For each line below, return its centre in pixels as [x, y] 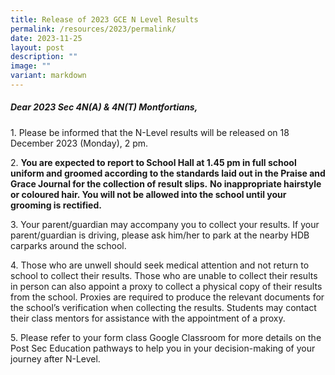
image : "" [31, 66]
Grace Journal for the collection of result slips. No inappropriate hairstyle [166, 183]
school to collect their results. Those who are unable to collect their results [164, 275]
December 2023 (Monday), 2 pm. [79, 143]
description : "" [44, 57]
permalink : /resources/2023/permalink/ [93, 29]
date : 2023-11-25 [46, 38]
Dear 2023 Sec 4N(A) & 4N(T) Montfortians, [104, 107]
